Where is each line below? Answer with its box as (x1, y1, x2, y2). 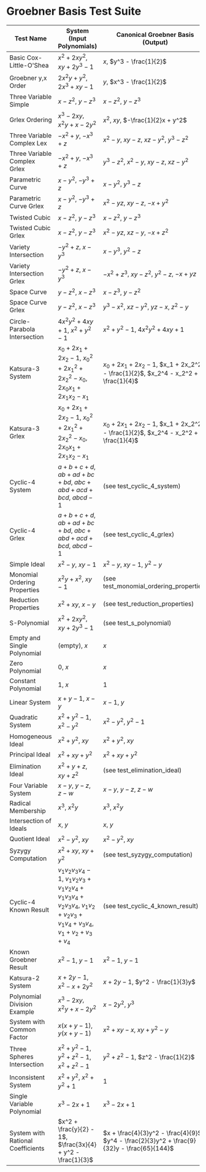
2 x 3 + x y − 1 (58, 81, 94, 91)
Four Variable (9, 781, 48, 790)
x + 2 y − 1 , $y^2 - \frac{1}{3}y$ (103, 977, 196, 986)
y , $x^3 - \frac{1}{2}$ (103, 77, 167, 86)
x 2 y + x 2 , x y (58, 574, 92, 584)
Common (9, 1025, 36, 1033)
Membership (9, 806, 46, 815)
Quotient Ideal (9, 835, 50, 843)
